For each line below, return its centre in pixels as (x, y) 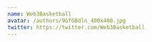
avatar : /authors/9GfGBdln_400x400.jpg (67, 21)
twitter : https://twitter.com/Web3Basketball (76, 27)
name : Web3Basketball (40, 14)
